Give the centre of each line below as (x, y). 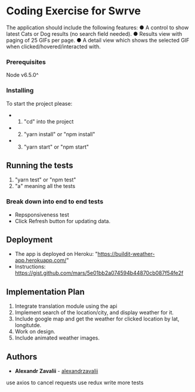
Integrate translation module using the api (66, 306)
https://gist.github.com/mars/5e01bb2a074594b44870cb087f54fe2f (99, 273)
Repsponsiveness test (42, 214)
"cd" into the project (49, 121)
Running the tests (40, 165)
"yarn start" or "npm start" (56, 147)
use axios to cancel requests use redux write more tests (75, 382)
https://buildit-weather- (126, 254)
